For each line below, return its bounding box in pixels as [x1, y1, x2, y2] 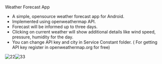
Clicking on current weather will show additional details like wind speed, [12, 29, 156, 34]
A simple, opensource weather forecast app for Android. [12, 14, 125, 19]
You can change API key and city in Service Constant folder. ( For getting [12, 39, 158, 45]
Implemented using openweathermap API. [12, 19, 96, 24]
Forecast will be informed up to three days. [12, 24, 98, 30]
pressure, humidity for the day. [12, 34, 74, 40]
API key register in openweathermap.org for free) [12, 45, 110, 50]
